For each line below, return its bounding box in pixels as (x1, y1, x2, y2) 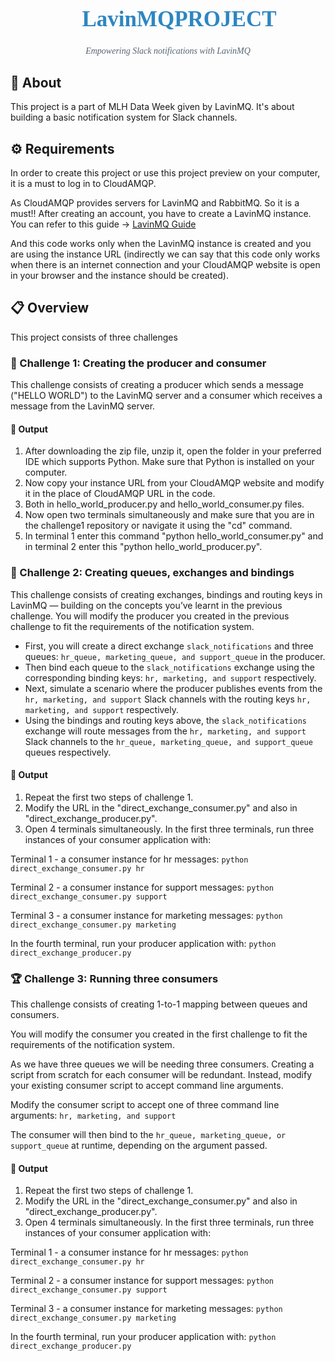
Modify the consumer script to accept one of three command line (10, 1099, 280, 1111)
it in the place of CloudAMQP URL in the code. (24, 488, 216, 500)
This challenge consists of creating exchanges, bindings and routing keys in (10, 588, 323, 600)
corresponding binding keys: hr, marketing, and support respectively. (24, 671, 317, 684)
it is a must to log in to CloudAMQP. (10, 178, 157, 190)
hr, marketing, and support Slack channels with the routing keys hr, (24, 693, 312, 705)
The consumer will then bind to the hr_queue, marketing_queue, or (10, 1129, 287, 1141)
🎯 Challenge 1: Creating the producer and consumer (10, 356, 267, 370)
